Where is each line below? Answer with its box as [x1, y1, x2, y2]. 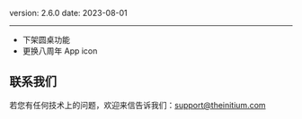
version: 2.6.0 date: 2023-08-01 [9, 8, 128, 18]
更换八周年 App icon [22, 46, 98, 56]
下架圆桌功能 [22, 35, 70, 45]
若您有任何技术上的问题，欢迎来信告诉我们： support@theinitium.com [9, 99, 267, 110]
